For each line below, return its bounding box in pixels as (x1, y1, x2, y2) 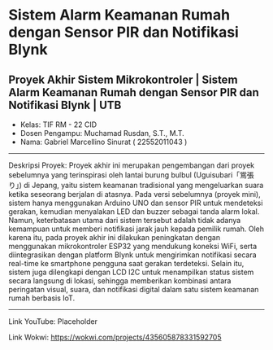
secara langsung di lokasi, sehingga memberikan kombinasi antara (8, 276, 232, 286)
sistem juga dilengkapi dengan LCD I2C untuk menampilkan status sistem (8, 267, 254, 277)
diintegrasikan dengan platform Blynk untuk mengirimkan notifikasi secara (8, 250, 258, 260)
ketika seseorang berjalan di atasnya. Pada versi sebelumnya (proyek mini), (8, 190, 262, 199)
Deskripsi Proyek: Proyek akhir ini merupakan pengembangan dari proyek (8, 160, 254, 170)
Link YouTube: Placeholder (8, 317, 97, 326)
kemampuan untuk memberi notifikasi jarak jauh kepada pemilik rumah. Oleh (8, 224, 264, 234)
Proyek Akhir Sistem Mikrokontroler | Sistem (8, 72, 238, 86)
